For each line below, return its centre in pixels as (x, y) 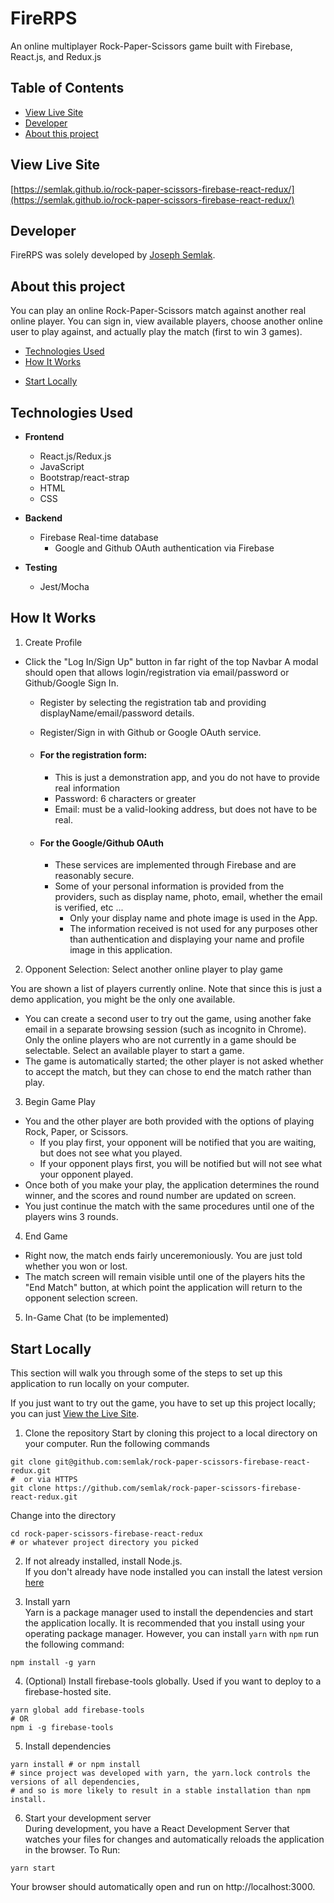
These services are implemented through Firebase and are (175, 865)
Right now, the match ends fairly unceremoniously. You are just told (163, 1256)
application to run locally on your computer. (100, 1384)
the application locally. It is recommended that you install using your (165, 1623)
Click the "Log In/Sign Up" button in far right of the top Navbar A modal (171, 661)
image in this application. (121, 950)
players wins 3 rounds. (71, 1217)
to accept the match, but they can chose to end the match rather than (168, 1072)
